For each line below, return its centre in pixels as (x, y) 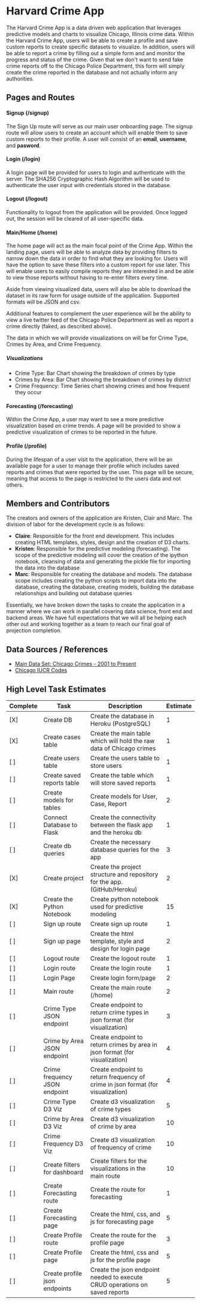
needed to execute (116, 1277)
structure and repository (124, 874)
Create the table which (122, 775)
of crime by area (113, 1126)
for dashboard (63, 1172)
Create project (63, 878)
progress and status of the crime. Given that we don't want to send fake (95, 59)
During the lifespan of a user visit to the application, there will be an (89, 459)
